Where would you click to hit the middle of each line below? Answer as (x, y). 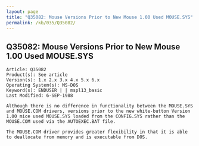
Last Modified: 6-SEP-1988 (40, 96)
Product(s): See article (37, 75)
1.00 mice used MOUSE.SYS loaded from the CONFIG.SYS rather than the (96, 116)
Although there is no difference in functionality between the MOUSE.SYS (100, 106)
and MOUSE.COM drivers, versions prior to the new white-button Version (98, 111)
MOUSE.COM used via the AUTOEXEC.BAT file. (61, 122)
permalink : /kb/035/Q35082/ (41, 23)
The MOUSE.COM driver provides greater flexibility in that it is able (97, 132)
